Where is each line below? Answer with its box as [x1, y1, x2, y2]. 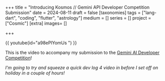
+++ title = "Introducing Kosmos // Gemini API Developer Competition [5, 5, 150, 10]
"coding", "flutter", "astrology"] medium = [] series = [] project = [17, 15, 151, 21]
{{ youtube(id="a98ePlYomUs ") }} [5, 40, 77, 46]
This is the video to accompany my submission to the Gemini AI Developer [5, 50, 160, 55]
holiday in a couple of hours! [5, 70, 65, 76]
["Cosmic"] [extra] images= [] [5, 20, 67, 26]
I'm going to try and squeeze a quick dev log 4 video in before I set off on [5, 65, 158, 70]
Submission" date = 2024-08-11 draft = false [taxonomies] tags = [5, 10, 141, 16]
